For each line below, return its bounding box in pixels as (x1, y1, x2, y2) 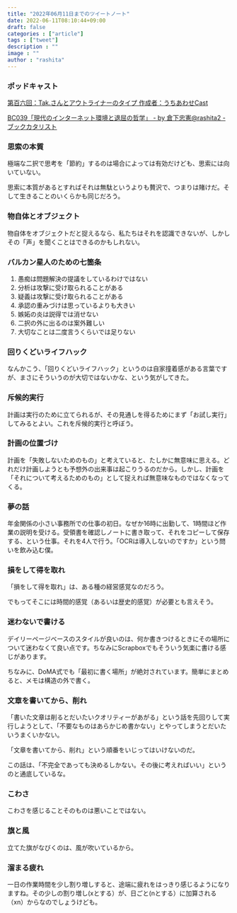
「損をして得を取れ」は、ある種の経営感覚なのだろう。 (7, 582, 168, 591)
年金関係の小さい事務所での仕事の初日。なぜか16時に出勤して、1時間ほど (7, 519, 221, 528)
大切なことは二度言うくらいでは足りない (17, 327, 136, 336)
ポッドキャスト (7, 81, 59, 91)
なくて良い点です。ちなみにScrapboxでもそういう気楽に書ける (37, 643, 221, 652)
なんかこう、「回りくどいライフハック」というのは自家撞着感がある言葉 (7, 364, 215, 373)
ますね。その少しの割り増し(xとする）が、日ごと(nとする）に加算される (7, 889, 217, 897)
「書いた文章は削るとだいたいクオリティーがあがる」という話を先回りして (7, 713, 224, 722)
